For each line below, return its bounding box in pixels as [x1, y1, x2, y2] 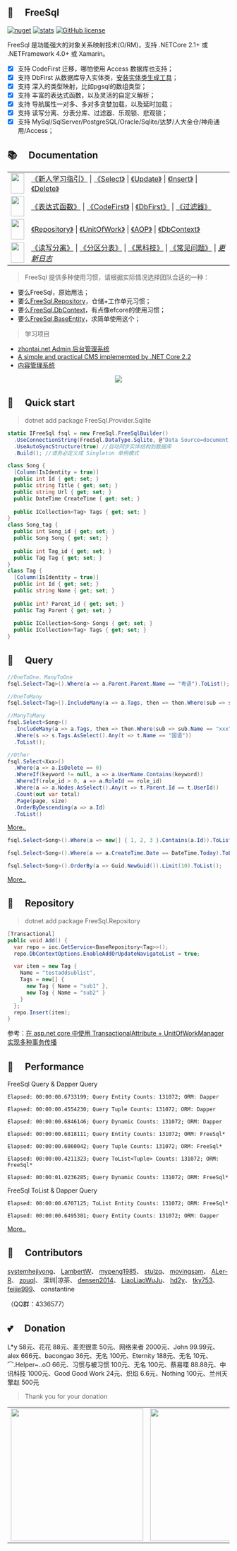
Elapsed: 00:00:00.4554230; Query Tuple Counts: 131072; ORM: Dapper [7, 1106, 217, 1113]
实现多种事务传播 [7, 1038, 57, 1046]
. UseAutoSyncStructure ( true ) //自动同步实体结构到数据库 [13, 443, 171, 450]
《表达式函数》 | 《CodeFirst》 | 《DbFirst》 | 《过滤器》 [31, 202, 212, 212]
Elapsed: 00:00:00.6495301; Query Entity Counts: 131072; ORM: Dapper [7, 1212, 219, 1219]
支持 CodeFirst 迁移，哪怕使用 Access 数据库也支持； [17, 64, 174, 73]
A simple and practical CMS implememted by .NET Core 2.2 [17, 353, 192, 361]
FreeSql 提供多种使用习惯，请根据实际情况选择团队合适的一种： [24, 273, 209, 281]
